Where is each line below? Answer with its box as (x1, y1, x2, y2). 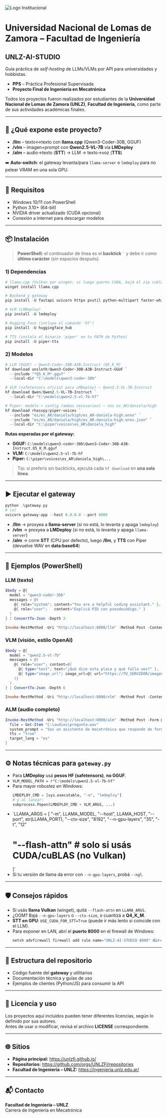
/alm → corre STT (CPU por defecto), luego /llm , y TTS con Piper (12, 537, 147, 543)
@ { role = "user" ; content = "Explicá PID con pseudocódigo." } (14, 606, 146, 611)
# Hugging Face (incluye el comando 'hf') (5, 320, 94, 326)
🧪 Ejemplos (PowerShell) (5, 562, 83, 570)
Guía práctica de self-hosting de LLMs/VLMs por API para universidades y (5, 66, 158, 72)
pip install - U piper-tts (5, 339, 59, 344)
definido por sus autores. (5, 1018, 57, 1024)
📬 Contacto (5, 1086, 44, 1095)
